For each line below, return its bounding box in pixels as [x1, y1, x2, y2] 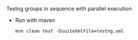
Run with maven [15, 17, 56, 23]
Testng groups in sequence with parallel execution [6, 5, 132, 12]
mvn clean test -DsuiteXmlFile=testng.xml [15, 28, 124, 34]
